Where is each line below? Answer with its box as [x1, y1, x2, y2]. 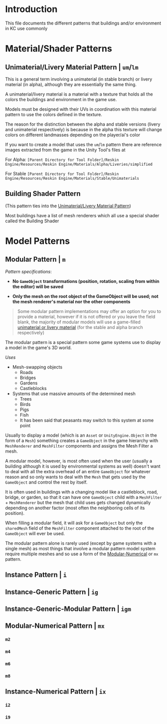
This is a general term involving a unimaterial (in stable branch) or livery [5, 76, 153, 82]
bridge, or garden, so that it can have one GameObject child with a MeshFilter [5, 494, 162, 500]
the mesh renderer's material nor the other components [12, 298, 131, 304]
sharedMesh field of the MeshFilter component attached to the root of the [5, 525, 155, 531]
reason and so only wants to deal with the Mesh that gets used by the [5, 474, 146, 480]
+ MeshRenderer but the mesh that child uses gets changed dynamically [5, 499, 151, 505]
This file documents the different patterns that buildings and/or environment [5, 20, 161, 26]
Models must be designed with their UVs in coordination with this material [5, 106, 157, 112]
